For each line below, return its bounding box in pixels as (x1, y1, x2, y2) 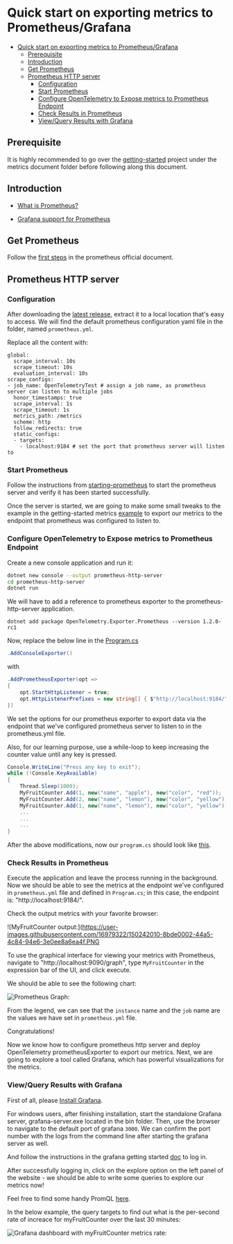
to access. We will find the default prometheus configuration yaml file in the (7, 318, 223, 326)
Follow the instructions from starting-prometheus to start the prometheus (7, 481, 216, 490)
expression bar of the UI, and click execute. (7, 966, 132, 974)
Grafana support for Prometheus (17, 214, 111, 223)
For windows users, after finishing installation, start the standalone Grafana (7, 1109, 222, 1117)
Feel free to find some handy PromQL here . (7, 1194, 130, 1202)
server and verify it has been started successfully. (7, 488, 150, 496)
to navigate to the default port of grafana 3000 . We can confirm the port (7, 1124, 211, 1133)
